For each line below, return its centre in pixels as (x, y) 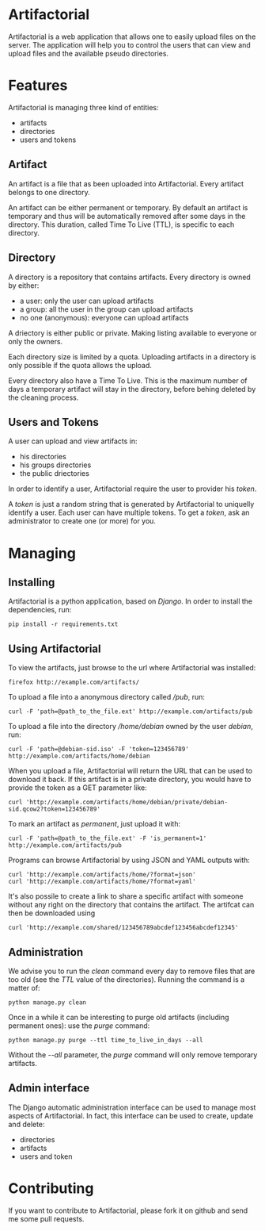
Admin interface (49, 1088)
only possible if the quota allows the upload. (80, 365)
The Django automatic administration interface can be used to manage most (132, 1107)
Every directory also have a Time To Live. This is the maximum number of (128, 380)
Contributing (51, 1188)
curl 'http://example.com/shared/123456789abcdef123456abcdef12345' (123, 928)
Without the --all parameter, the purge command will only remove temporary (133, 1055)
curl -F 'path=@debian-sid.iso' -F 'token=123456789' (99, 750)
